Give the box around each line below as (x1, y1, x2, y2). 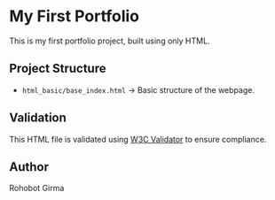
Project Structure (9, 61, 106, 76)
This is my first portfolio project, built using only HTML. (9, 35, 210, 46)
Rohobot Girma (9, 183, 65, 194)
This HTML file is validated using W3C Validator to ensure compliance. (9, 134, 267, 144)
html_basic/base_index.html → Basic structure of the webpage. (21, 84, 255, 95)
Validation (9, 111, 67, 126)
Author (9, 159, 49, 174)
